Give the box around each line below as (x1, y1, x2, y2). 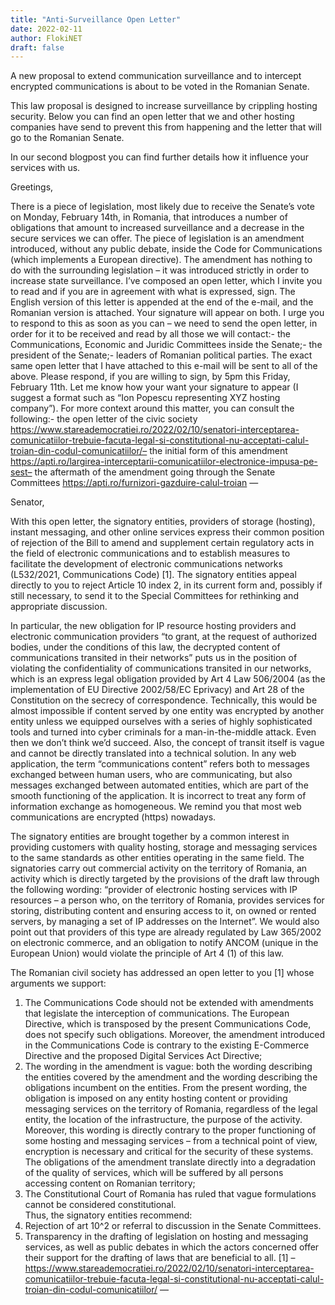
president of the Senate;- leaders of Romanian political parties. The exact (10, 349, 313, 361)
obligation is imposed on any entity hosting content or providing (24, 1092, 288, 1105)
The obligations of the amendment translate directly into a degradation (24, 1156, 317, 1168)
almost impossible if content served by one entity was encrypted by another (10, 705, 325, 717)
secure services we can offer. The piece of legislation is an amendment (10, 232, 305, 245)
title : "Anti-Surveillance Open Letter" (10, 14, 182, 25)
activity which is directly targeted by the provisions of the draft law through (10, 873, 320, 885)
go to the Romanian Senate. (10, 132, 125, 144)
